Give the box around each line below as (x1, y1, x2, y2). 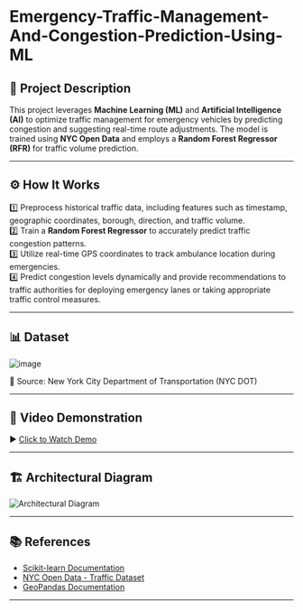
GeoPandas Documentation (22, 582, 125, 593)
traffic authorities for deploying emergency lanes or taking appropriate (9, 284, 271, 295)
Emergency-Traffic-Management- (9, 6, 270, 27)
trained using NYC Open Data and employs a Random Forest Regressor (9, 134, 278, 143)
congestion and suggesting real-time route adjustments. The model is (9, 124, 269, 134)
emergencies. (9, 261, 60, 272)
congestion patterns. (9, 237, 87, 249)
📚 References (9, 534, 91, 550)
